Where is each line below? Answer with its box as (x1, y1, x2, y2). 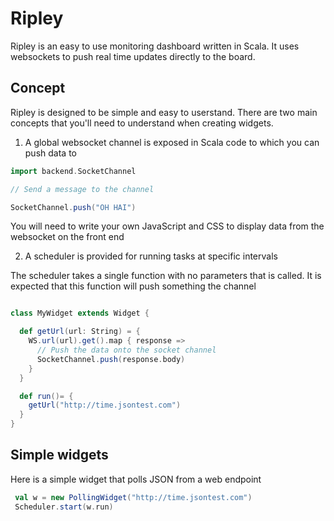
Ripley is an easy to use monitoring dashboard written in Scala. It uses (10, 40, 300, 52)
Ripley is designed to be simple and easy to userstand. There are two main (10, 106, 318, 118)
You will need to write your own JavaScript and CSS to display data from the (10, 220, 325, 232)
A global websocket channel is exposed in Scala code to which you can (24, 136, 320, 148)
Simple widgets (10, 447, 109, 464)
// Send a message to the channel (10, 184, 155, 194)
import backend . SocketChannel (10, 166, 137, 176)
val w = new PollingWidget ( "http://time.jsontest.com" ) (14, 492, 253, 502)
